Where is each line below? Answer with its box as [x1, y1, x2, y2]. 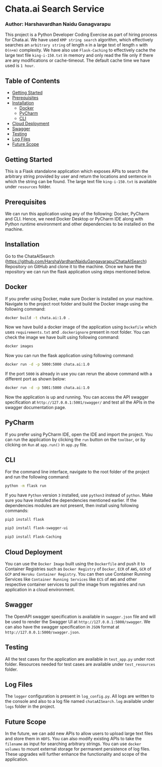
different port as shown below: [5, 376, 66, 382]
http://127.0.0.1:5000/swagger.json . [5, 629, 80, 635]
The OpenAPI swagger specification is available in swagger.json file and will [5, 614, 156, 619]
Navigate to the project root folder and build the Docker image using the [5, 301, 148, 307]
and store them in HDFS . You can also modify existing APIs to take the [5, 736, 142, 742]
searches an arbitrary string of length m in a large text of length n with [5, 42, 148, 48]
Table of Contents [5, 77, 60, 85]
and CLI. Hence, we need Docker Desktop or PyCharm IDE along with [5, 216, 144, 222]
